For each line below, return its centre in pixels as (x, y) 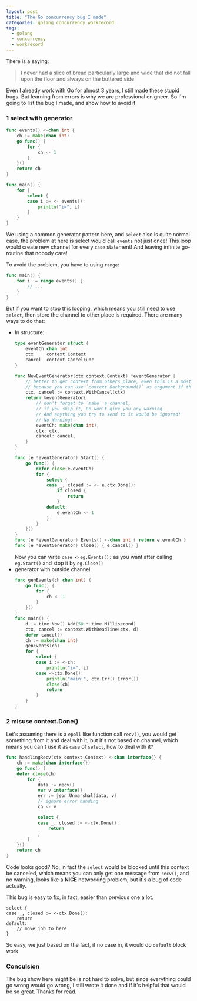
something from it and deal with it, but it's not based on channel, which (92, 740)
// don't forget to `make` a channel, (84, 404)
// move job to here (42, 928)
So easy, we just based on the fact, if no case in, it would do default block (96, 944)
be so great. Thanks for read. (41, 992)
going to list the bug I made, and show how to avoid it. (71, 103)
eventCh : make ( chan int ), (68, 425)
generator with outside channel (52, 569)
